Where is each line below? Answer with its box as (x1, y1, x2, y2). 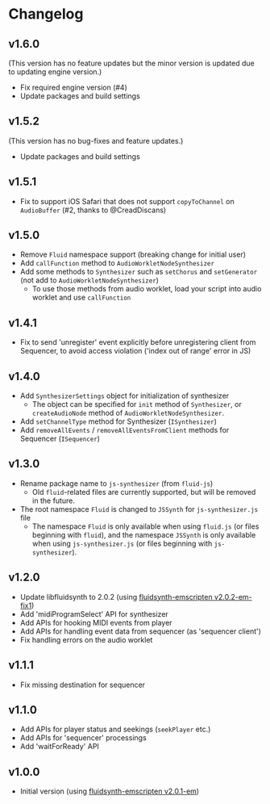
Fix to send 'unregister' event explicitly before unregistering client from (19, 337, 256, 347)
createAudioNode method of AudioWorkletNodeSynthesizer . (31, 408, 224, 418)
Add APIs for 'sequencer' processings (19, 733, 147, 743)
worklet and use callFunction (31, 292, 131, 303)
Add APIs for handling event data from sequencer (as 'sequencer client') (19, 626, 262, 636)
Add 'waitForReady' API (19, 742, 99, 752)
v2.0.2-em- (214, 592, 252, 601)
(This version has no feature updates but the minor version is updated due (8, 58, 255, 68)
